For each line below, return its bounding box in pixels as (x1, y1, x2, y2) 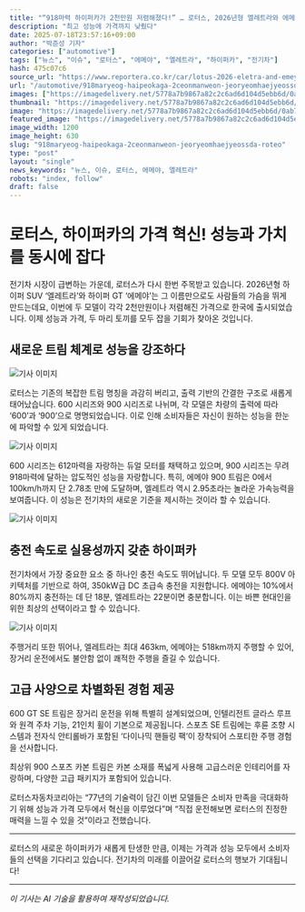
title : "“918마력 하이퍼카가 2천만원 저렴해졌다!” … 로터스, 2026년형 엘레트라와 (9, 13, 279, 23)
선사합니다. (18, 742, 59, 753)
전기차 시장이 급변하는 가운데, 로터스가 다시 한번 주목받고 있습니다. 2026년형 (9, 279, 281, 290)
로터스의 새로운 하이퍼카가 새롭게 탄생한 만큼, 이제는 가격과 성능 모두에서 (9, 842, 266, 853)
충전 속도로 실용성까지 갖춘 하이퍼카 (9, 543, 197, 558)
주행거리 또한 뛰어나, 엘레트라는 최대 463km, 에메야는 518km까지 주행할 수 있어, (9, 641, 295, 652)
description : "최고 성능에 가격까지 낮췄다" (9, 22, 158, 31)
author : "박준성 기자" (9, 38, 86, 48)
